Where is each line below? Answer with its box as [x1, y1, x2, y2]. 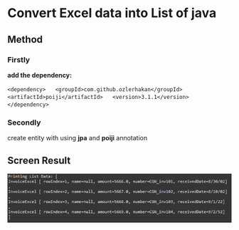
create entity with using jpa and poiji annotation [7, 134, 148, 142]
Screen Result [7, 155, 71, 167]
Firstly [7, 55, 31, 65]
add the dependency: [7, 70, 73, 79]
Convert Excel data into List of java [7, 5, 217, 21]
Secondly [7, 117, 41, 127]
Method [7, 33, 43, 46]
